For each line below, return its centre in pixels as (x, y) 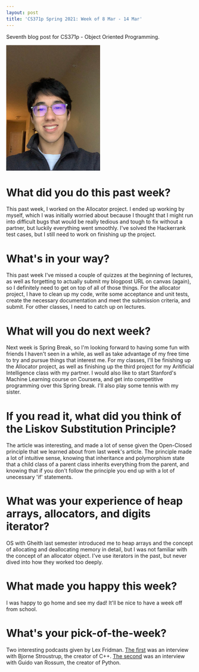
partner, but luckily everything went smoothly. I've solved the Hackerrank (96, 228)
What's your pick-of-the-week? (86, 633)
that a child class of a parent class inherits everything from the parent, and (98, 464)
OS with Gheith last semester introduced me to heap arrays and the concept (100, 543)
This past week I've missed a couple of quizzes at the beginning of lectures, (99, 275)
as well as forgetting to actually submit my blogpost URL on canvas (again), (99, 281)
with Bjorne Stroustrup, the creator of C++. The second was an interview (96, 656)
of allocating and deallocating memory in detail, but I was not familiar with (97, 550)
